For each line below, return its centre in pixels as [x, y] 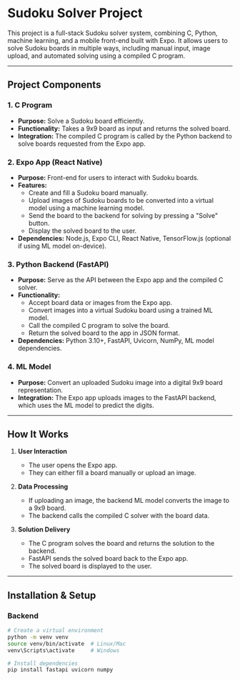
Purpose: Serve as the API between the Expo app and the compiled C [120, 280]
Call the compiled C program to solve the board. [99, 326]
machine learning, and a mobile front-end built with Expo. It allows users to [118, 40]
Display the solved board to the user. [82, 231]
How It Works [38, 434]
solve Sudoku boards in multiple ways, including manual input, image [109, 48]
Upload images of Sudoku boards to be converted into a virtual [121, 200]
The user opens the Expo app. [73, 465]
